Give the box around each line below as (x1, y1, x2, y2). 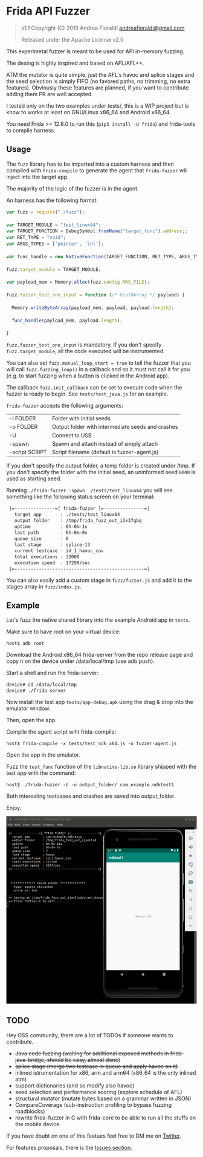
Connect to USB (52, 431, 92, 439)
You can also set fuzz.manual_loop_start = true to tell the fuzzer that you (6, 359, 192, 367)
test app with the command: (6, 769, 76, 777)
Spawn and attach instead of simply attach (52, 440, 158, 447)
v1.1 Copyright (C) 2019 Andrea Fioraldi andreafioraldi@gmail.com (21, 24, 185, 31)
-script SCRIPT (8, 449, 47, 455)
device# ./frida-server (6, 688, 66, 694)
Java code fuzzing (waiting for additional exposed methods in (14, 1049, 169, 1057)
